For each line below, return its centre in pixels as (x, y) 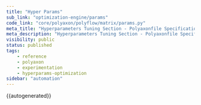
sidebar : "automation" (34, 79)
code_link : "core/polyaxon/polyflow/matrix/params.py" (76, 23)
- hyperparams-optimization (52, 73)
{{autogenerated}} (29, 96)
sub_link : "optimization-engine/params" (57, 17)
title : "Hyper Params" (34, 12)
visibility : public (31, 40)
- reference (32, 56)
